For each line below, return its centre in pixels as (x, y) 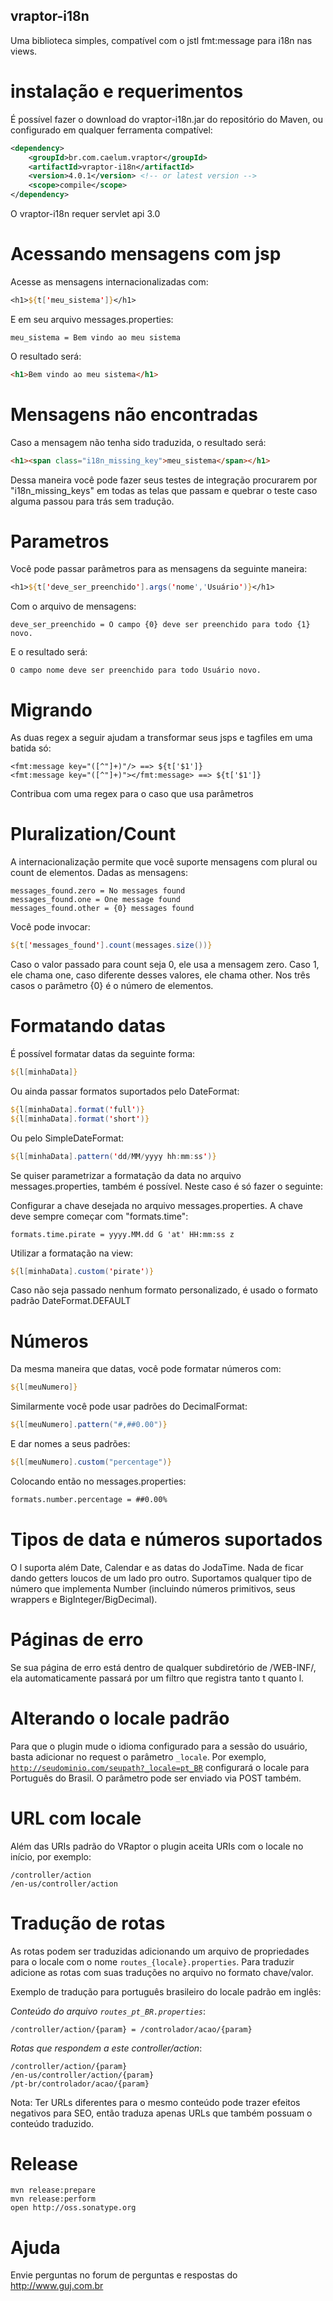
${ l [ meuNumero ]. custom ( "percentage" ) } (91, 1462)
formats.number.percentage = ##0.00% (89, 1499)
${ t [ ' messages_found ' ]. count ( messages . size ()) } (111, 945)
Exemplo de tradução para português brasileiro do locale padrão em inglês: (166, 1991)
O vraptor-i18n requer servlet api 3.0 (85, 213)
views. (24, 51)
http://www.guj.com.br (57, 2286)
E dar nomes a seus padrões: (70, 1444)
